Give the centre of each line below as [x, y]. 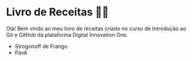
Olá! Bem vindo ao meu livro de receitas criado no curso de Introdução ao [96, 28]
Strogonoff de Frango [41, 46]
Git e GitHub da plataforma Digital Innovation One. [67, 34]
